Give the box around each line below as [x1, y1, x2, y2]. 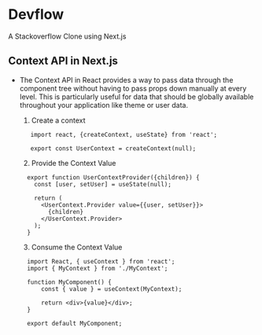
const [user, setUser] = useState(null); [34, 180, 172, 188]
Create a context [31, 116, 86, 125]
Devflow [8, 6, 65, 24]
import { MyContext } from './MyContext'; [27, 264, 168, 272]
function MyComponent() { [27, 278, 112, 286]
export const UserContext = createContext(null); [30, 144, 197, 153]
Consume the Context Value [31, 242, 123, 252]
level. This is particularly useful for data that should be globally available [19, 92, 254, 101]
